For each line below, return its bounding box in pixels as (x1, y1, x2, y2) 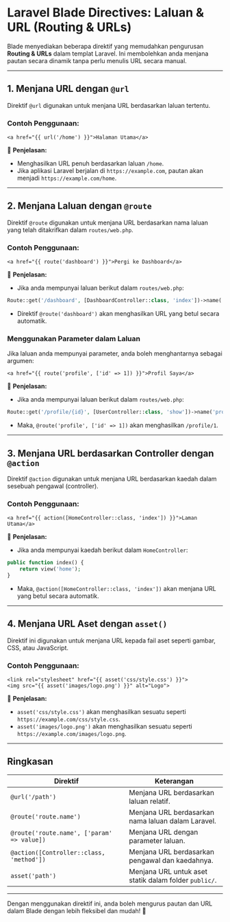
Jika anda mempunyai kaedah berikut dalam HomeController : (16, 546, 188, 554)
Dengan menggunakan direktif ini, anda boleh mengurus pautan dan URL (7, 899, 213, 908)
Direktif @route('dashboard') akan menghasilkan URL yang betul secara (16, 310, 220, 318)
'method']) (10, 855, 46, 863)
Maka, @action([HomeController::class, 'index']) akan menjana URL (16, 584, 217, 592)
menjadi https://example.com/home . (16, 174, 117, 183)
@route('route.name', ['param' (10, 829, 113, 837)
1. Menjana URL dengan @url (7, 83, 129, 95)
